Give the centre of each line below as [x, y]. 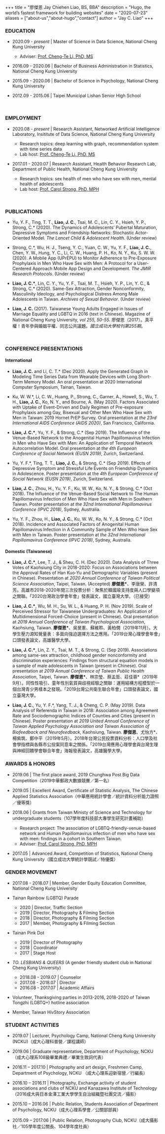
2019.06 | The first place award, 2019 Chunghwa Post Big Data [76, 774]
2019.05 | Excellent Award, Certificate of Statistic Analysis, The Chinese [85, 790]
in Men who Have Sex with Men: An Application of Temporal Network [82, 443]
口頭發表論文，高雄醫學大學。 [42, 640]
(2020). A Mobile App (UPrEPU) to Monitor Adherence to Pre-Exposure [84, 258]
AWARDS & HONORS [30, 764]
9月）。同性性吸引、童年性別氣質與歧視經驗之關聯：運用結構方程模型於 [84, 683]
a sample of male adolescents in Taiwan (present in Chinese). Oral [79, 666]
